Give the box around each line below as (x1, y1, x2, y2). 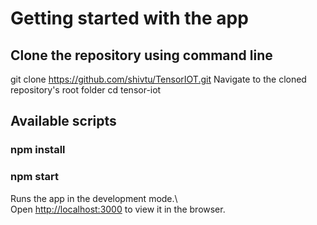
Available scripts (10, 113, 117, 130)
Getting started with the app (10, 7, 249, 30)
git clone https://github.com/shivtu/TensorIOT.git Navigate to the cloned (10, 73, 307, 85)
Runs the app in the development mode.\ (10, 192, 178, 204)
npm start (10, 170, 60, 184)
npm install (10, 143, 66, 157)
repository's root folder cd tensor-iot (10, 84, 162, 96)
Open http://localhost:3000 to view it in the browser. (10, 203, 226, 215)
